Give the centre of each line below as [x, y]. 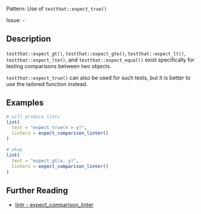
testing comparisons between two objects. [59, 66]
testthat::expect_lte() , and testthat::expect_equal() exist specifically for [100, 60]
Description [28, 39]
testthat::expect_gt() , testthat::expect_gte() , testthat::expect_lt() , [96, 53]
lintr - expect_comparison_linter [54, 205]
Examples [25, 103]
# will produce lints [33, 117]
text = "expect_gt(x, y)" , [45, 161]
